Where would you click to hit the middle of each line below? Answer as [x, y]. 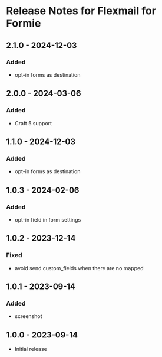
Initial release [31, 349]
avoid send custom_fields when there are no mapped [79, 268]
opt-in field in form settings [48, 219]
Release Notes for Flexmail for [81, 11]
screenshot [28, 316]
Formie [24, 23]
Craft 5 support [33, 123]
